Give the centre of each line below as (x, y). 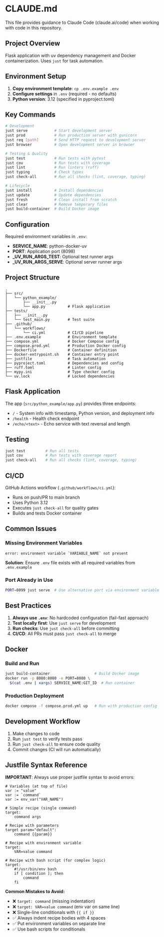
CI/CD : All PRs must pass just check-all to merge (64, 634)
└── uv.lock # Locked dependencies (60, 376)
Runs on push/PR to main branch (46, 497)
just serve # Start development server (59, 131)
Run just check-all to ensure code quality (56, 744)
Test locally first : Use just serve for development (64, 623)
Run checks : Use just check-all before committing (66, 628)
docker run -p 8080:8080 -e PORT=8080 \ (48, 678)
